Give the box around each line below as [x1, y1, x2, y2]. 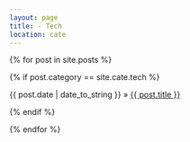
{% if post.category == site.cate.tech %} [9, 72, 160, 83]
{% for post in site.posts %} [9, 55, 113, 66]
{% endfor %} [9, 124, 61, 135]
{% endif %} [9, 107, 56, 118]
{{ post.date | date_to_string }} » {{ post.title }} [9, 89, 181, 100]
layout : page [9, 13, 59, 22]
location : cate [9, 30, 67, 39]
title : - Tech [9, 22, 63, 31]
